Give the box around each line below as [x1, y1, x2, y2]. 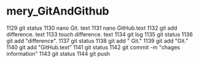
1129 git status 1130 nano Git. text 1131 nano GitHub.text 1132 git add [6, 24, 178, 31]
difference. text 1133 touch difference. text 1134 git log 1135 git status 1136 [6, 30, 193, 38]
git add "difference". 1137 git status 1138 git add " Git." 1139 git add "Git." [6, 37, 189, 44]
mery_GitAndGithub [6, 4, 109, 18]
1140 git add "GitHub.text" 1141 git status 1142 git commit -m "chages [6, 44, 180, 51]
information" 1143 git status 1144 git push [6, 50, 111, 57]
